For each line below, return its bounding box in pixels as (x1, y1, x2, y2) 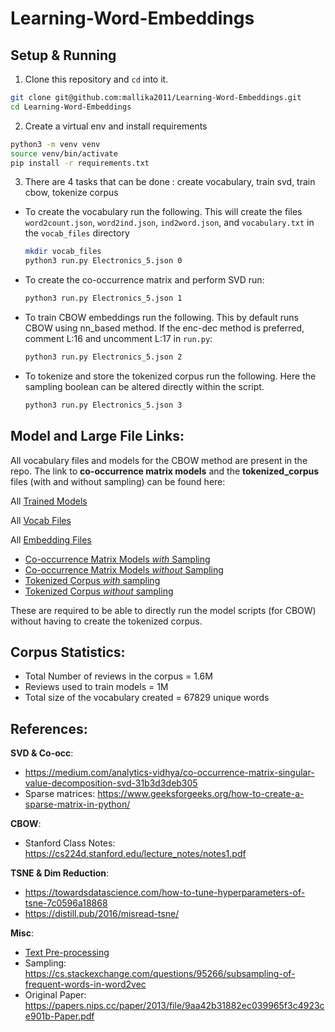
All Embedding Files (10, 533, 92, 546)
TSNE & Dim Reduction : (10, 867, 110, 879)
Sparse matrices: (24, 788, 96, 800)
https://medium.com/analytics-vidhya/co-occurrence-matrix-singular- (24, 767, 315, 779)
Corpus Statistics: (10, 643, 126, 661)
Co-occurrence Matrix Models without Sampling (24, 563, 224, 576)
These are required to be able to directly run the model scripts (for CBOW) (10, 604, 317, 616)
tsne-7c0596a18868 (24, 897, 108, 909)
